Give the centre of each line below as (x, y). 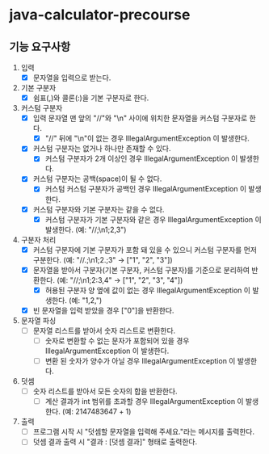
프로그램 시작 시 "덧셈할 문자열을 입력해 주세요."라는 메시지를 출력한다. (144, 432)
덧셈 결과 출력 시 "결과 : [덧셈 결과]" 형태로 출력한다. (115, 442)
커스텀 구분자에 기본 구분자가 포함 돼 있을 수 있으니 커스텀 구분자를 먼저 (145, 250)
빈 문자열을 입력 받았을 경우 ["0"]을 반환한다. (103, 310)
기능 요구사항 (40, 46)
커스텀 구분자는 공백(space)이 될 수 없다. (97, 179)
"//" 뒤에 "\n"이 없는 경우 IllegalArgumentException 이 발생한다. (147, 138)
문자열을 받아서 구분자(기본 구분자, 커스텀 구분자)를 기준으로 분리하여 (141, 270)
